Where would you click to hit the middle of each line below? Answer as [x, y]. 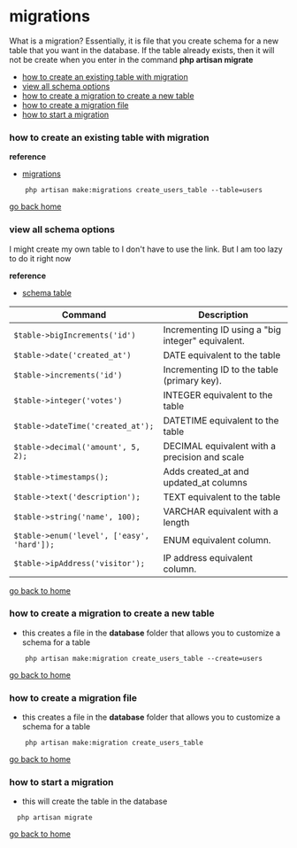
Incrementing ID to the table [221, 370]
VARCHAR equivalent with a [221, 511]
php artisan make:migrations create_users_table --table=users [144, 191]
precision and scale [204, 456]
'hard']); [34, 544]
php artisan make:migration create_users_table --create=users [144, 658]
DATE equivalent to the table [222, 354]
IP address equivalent [208, 557]
